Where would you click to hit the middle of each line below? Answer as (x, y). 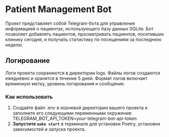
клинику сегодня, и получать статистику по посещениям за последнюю (83, 39)
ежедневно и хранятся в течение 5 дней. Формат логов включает (76, 78)
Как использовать (29, 97)
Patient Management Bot (58, 9)
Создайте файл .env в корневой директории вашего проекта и (80, 108)
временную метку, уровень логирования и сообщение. (65, 83)
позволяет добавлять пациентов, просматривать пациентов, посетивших (85, 34)
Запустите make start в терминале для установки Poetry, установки (86, 124)
